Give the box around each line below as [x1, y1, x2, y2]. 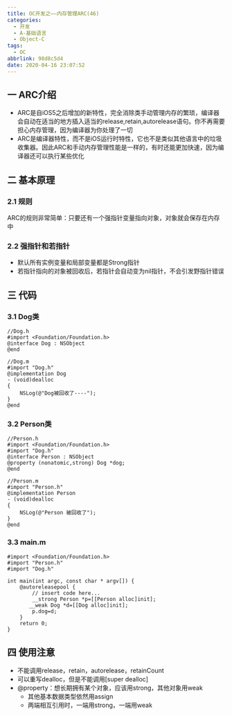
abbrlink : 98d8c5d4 [7, 55, 64, 62]
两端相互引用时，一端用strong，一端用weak [27, 701, 152, 709]
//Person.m [7, 478, 39, 485]
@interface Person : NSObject [7, 454, 95, 460]
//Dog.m [7, 358, 30, 366]
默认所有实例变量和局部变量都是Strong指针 [17, 258, 140, 267]
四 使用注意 [7, 647, 55, 659]
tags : [7, 42, 23, 49]
